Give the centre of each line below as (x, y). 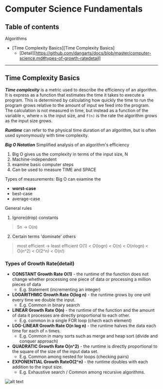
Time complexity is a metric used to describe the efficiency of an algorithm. (81, 90)
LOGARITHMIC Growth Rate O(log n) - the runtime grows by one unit (81, 295)
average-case (26, 199)
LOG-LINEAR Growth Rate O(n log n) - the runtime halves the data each (84, 326)
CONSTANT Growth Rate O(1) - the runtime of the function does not (80, 274)
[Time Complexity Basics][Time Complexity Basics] (63, 48)
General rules (18, 208)
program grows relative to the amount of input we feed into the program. (77, 105)
